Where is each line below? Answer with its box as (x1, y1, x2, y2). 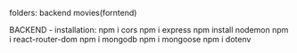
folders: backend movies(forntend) (9, 8, 137, 18)
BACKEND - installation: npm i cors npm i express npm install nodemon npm (9, 25, 289, 34)
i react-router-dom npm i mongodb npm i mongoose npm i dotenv (9, 34, 252, 44)
